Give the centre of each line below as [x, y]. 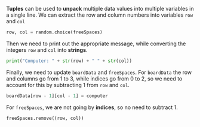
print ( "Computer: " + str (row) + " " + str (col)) [69, 61]
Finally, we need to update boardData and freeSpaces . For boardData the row [99, 72]
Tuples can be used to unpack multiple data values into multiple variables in [100, 9]
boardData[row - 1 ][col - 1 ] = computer [57, 96]
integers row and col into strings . [47, 49]
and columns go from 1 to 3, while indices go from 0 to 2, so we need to [94, 78]
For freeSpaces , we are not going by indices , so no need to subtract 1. [92, 107]
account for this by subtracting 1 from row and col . [68, 85]
